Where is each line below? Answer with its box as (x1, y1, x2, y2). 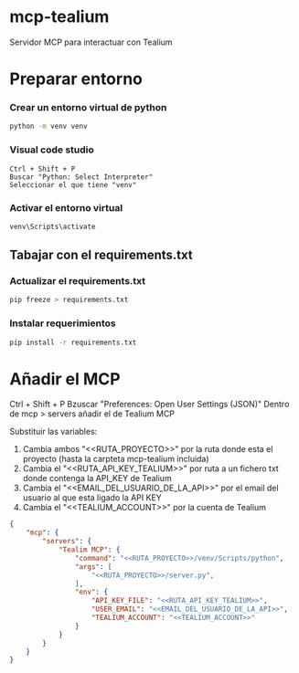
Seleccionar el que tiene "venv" (9, 180, 137, 189)
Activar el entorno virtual (9, 201, 123, 214)
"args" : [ (74, 562, 112, 572)
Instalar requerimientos (9, 317, 116, 330)
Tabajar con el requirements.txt (9, 247, 194, 263)
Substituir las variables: (9, 426, 98, 437)
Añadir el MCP (9, 368, 121, 389)
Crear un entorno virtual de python (9, 101, 167, 114)
